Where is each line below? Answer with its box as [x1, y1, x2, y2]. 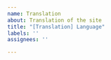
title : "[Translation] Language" [7, 23, 105, 30]
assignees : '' [7, 36, 49, 43]
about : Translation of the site [7, 17, 102, 24]
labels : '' [7, 29, 39, 37]
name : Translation [7, 10, 61, 17]
